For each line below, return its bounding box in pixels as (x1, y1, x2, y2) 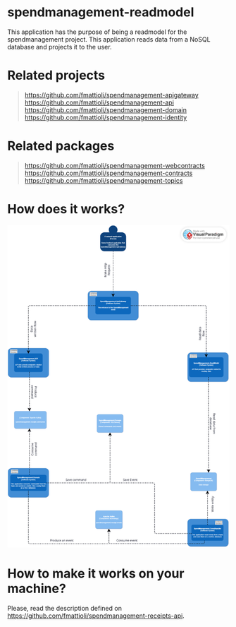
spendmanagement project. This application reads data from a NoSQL (7, 35, 211, 43)
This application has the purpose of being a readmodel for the (7, 28, 187, 36)
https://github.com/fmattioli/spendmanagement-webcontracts (24, 161, 206, 169)
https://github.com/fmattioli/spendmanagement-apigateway (24, 90, 199, 99)
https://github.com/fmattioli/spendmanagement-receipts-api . (7, 611, 185, 620)
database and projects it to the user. (7, 42, 112, 51)
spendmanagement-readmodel (7, 4, 194, 20)
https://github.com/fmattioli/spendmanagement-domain (24, 105, 187, 114)
